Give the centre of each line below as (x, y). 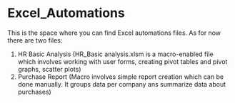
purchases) (34, 92)
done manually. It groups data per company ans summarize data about (122, 84)
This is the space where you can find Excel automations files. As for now (114, 33)
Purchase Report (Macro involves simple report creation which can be (120, 77)
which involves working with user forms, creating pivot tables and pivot (122, 61)
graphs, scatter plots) (49, 69)
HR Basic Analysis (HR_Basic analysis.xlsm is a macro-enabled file (115, 54)
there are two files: (35, 40)
